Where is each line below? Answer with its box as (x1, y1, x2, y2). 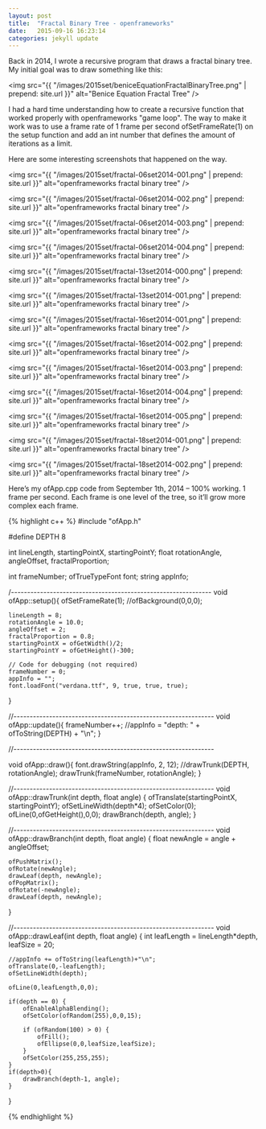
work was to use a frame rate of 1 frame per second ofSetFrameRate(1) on (8, 122, 254, 131)
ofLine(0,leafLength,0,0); (8, 983, 99, 992)
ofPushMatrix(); (8, 858, 63, 866)
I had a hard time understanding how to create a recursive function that (8, 105, 244, 114)
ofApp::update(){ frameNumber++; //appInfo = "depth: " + (8, 720, 201, 730)
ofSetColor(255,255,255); (23, 1054, 110, 1062)
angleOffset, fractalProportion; (8, 556, 110, 566)
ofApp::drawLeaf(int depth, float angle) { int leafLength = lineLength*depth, (8, 931, 259, 942)
